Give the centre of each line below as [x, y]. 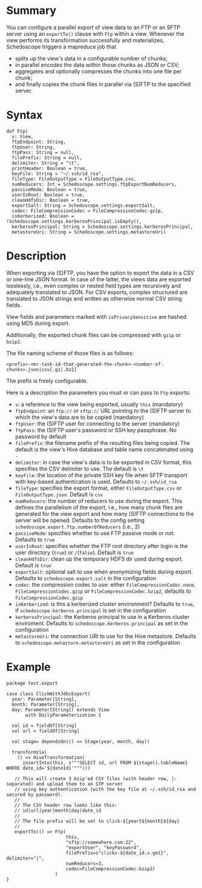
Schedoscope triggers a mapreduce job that [61, 47]
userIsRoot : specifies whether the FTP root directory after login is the [101, 546]
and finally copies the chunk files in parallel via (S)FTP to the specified [103, 84]
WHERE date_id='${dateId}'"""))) [48, 768]
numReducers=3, [85, 863]
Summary [31, 11]
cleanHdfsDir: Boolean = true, [51, 200]
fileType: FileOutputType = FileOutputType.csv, [74, 179]
